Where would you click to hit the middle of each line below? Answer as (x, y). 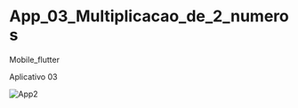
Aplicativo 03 (33, 76)
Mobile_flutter (35, 59)
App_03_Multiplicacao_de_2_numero (149, 16)
